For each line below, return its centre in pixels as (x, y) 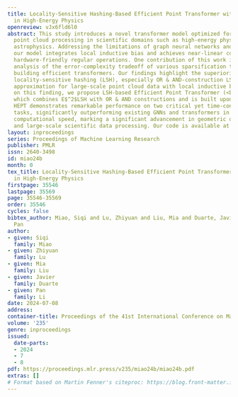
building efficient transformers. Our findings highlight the (107, 73)
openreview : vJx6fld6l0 (42, 27)
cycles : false (28, 212)
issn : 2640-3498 (31, 152)
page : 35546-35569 (34, 198)
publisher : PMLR (31, 146)
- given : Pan (27, 290)
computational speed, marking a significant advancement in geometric (120, 119)
